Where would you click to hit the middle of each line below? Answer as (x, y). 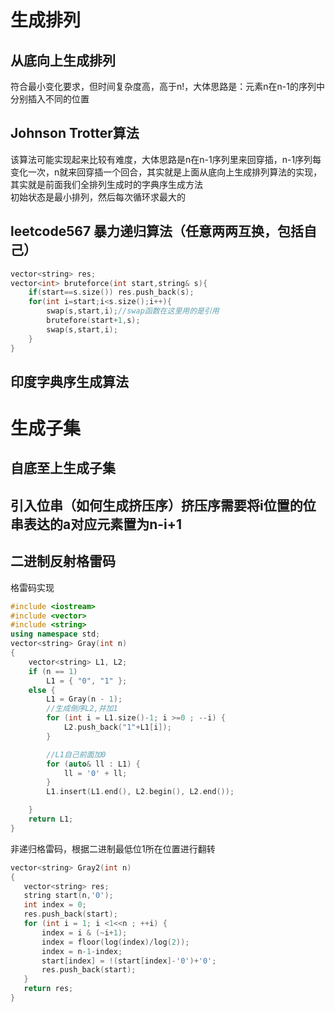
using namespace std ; (55, 634)
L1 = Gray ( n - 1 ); (84, 699)
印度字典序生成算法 (69, 381)
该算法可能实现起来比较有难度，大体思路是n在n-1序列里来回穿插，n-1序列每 (166, 159)
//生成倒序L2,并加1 (82, 709)
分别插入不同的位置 (50, 99)
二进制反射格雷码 (63, 561)
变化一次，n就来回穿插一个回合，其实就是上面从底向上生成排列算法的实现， (166, 172)
